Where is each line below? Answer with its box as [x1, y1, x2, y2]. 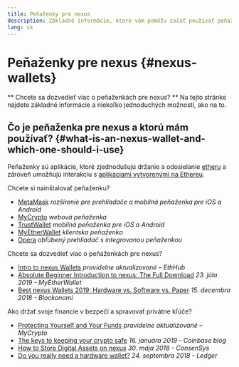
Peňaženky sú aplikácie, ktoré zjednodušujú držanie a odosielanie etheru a [7, 162, 226, 171]
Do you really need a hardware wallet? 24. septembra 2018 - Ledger [17, 351, 218, 360]
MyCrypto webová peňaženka [17, 213, 107, 222]
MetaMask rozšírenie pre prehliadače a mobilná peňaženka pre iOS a [17, 197, 222, 207]
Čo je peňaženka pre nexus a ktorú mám [7, 121, 188, 133]
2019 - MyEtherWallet [17, 279, 82, 287]
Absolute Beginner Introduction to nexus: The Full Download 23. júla [17, 271, 218, 279]
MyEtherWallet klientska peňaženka [17, 228, 123, 237]
